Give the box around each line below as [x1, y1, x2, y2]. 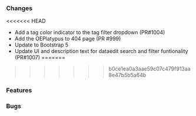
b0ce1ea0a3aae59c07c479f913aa [108, 65, 191, 72]
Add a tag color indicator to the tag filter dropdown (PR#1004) [14, 29, 165, 36]
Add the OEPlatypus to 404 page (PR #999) [14, 35, 121, 42]
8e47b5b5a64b [108, 72, 147, 79]
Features [6, 87, 32, 95]
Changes [6, 4, 33, 12]
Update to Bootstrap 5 [14, 41, 69, 48]
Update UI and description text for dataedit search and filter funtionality [14, 48, 188, 55]
